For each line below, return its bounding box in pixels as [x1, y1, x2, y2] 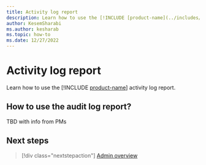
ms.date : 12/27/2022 [6, 37, 59, 43]
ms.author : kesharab [6, 26, 59, 32]
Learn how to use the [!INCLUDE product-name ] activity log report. [6, 84, 176, 91]
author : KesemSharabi [6, 20, 62, 26]
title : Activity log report [6, 9, 78, 15]
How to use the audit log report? [6, 101, 132, 112]
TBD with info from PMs [6, 117, 67, 125]
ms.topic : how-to [6, 32, 51, 38]
